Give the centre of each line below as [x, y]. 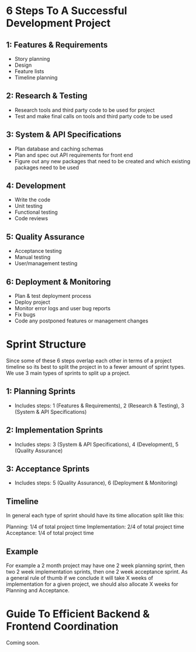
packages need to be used [47, 167]
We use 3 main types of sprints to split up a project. [68, 373]
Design [23, 65]
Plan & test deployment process [53, 296]
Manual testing [32, 257]
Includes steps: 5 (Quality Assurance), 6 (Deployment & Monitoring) [96, 483]
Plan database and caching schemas [59, 149]
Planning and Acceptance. [38, 591]
